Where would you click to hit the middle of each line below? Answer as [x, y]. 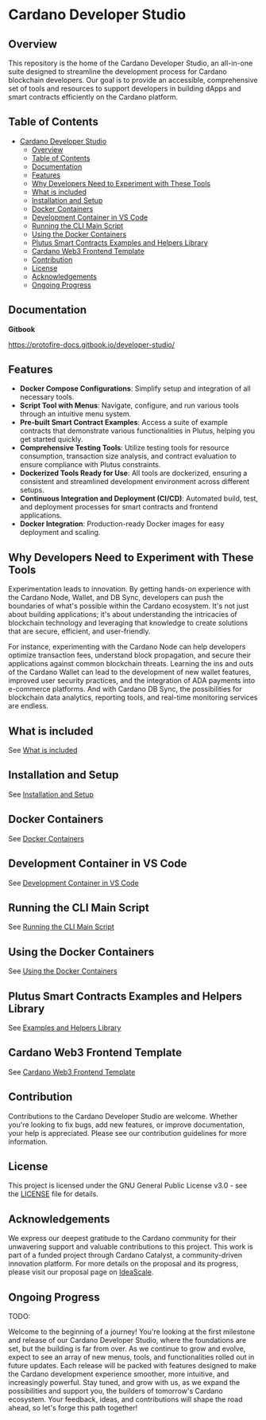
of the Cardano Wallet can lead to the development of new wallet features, [130, 672]
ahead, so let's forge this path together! [73, 1408]
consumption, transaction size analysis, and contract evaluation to [128, 456]
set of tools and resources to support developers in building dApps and [125, 88]
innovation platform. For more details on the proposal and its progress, [123, 1264]
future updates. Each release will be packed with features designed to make [132, 1365]
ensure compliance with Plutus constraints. [90, 465]
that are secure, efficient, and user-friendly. [79, 631]
